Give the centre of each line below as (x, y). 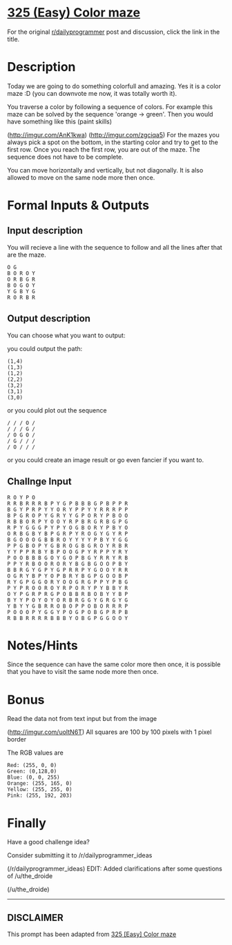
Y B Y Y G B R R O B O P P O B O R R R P (68, 606)
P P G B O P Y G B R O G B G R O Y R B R (68, 546)
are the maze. (27, 255)
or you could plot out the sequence (57, 410)
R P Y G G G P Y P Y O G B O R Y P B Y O (68, 528)
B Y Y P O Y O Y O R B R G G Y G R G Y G (68, 600)
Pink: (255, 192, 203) (40, 796)
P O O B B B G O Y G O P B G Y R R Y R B (68, 558)
